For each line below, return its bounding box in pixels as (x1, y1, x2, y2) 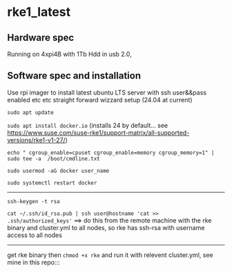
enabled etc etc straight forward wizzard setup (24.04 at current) (7, 95, 193, 104)
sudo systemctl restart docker (7, 179, 97, 187)
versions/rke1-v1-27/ (7, 135, 66, 144)
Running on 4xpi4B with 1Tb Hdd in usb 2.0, (7, 50, 133, 58)
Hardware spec (7, 32, 75, 44)
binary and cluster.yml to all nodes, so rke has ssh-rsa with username (7, 223, 205, 232)
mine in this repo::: (7, 258, 60, 266)
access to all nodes (7, 231, 62, 239)
